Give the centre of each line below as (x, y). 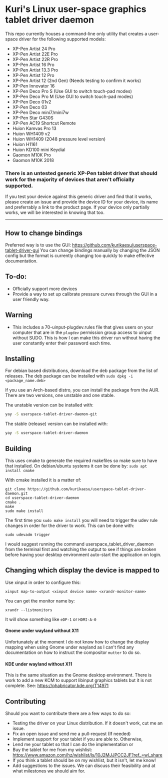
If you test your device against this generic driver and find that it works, (79, 196)
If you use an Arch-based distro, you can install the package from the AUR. (82, 390)
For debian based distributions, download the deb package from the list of (82, 370)
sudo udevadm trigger (28, 535)
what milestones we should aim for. (49, 771)
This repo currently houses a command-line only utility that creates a (76, 33)
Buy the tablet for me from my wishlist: (52, 750)
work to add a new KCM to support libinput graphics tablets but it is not (78, 680)
